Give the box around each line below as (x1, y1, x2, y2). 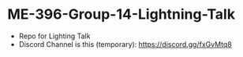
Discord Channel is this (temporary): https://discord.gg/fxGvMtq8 (18, 39, 232, 48)
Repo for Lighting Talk (18, 31, 91, 41)
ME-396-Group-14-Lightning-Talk (7, 5, 236, 23)
